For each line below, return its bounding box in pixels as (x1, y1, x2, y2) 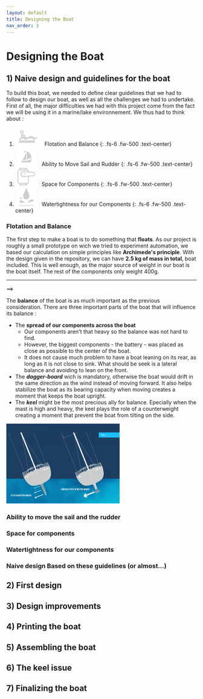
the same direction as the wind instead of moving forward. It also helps (14, 379, 192, 387)
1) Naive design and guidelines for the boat (6, 73, 170, 84)
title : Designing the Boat (6, 16, 74, 22)
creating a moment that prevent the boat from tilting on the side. (14, 412, 175, 419)
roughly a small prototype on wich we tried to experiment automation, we (6, 242, 188, 249)
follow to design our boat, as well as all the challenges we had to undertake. (6, 96, 195, 103)
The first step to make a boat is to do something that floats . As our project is (6, 236, 197, 243)
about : (6, 115, 24, 122)
